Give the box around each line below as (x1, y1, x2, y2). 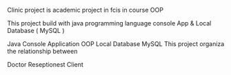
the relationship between (7, 47, 78, 55)
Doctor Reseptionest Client (7, 61, 84, 68)
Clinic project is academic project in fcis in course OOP (7, 6, 164, 14)
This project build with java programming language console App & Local (7, 19, 212, 27)
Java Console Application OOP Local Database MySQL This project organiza (7, 40, 225, 47)
